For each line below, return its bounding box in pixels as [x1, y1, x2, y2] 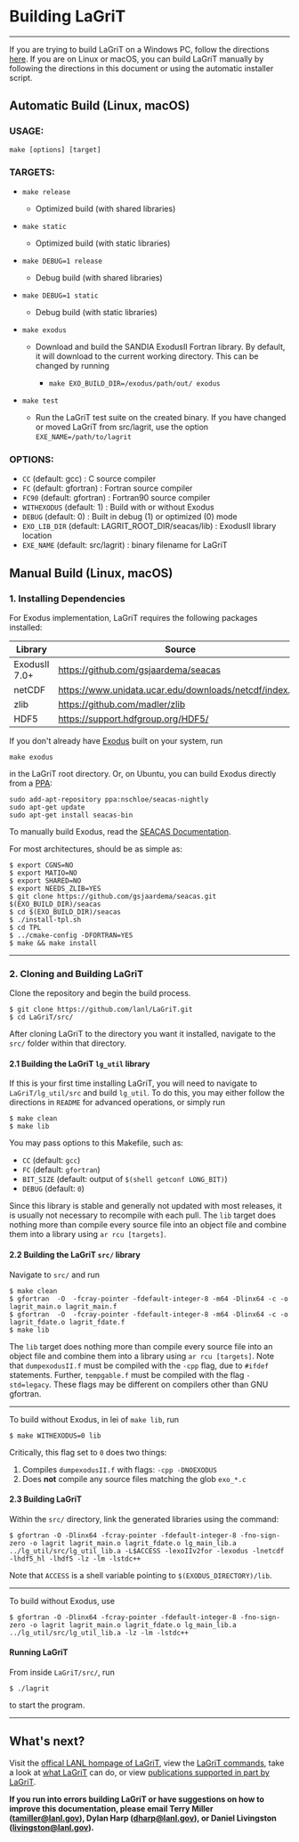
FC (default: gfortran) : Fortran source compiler [21, 483, 193, 493]
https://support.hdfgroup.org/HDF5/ [57, 713, 209, 725]
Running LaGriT [9, 1647, 69, 1658]
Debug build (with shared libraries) [35, 272, 163, 282]
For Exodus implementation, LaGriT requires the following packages [9, 612, 258, 623]
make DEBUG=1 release [21, 257, 102, 265]
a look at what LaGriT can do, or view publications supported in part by [9, 1766, 270, 1778]
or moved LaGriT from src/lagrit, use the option [35, 421, 209, 432]
